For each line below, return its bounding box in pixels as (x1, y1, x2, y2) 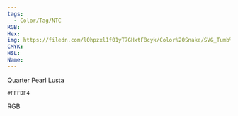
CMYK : (7, 43, 23, 50)
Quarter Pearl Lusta (7, 76, 65, 84)
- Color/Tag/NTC (13, 17, 62, 24)
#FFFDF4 (7, 89, 30, 96)
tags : (7, 10, 23, 18)
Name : (7, 57, 23, 64)
